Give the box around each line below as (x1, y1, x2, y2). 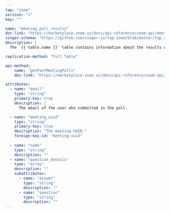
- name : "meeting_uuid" (10, 115, 60, 120)
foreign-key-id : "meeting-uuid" (14, 133, 82, 138)
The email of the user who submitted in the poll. (18, 105, 128, 111)
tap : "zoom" (5, 7, 30, 13)
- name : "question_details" (10, 157, 69, 162)
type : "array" (14, 162, 44, 167)
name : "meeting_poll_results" (5, 26, 69, 31)
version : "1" (5, 12, 33, 17)
